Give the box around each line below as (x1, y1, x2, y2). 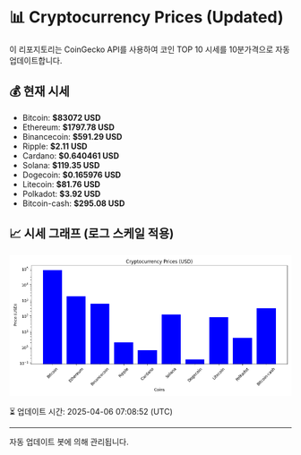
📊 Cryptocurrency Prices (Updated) (9, 7, 284, 28)
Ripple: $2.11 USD (21, 141, 88, 151)
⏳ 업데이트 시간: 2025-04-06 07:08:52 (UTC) (9, 406, 173, 416)
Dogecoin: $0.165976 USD (21, 169, 122, 180)
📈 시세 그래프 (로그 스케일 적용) (9, 226, 175, 242)
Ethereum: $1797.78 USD (21, 122, 115, 133)
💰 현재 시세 (9, 84, 70, 99)
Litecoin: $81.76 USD (21, 178, 101, 189)
